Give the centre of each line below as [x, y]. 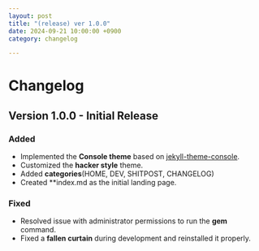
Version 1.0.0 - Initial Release [83, 116]
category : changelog [43, 39]
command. [38, 230]
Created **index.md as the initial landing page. [98, 183]
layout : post [30, 16]
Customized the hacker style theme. [82, 165]
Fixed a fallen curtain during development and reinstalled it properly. [136, 238]
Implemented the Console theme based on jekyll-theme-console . [130, 157]
